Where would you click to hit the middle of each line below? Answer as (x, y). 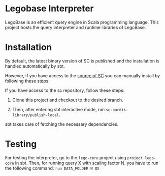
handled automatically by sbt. (35, 66)
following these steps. (28, 81)
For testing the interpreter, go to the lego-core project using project (74, 157)
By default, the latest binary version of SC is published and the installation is (82, 61)
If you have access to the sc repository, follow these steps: (65, 90)
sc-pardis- (117, 110)
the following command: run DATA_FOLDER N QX (52, 168)
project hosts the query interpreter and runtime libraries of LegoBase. (76, 27)
